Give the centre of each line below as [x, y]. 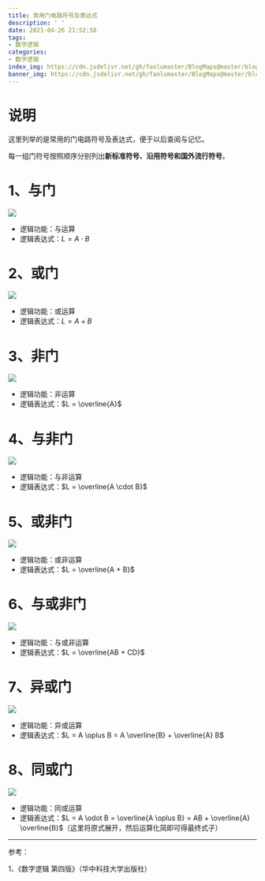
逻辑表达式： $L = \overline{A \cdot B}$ [83, 487]
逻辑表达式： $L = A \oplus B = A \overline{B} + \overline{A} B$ [122, 735]
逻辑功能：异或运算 [51, 726]
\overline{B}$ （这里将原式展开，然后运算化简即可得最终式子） [121, 828]
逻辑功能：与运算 [47, 229]
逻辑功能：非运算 [47, 394]
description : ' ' [37, 23]
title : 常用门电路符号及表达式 [53, 15]
